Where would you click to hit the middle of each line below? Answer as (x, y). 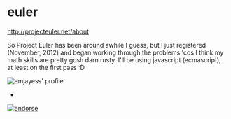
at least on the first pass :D (46, 67)
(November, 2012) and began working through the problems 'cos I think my (115, 52)
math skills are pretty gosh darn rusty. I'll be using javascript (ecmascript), (114, 59)
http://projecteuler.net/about (48, 31)
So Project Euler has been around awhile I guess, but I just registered (107, 45)
